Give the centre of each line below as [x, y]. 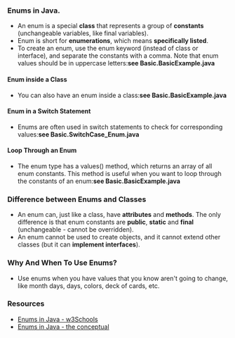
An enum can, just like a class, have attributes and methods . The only [119, 215]
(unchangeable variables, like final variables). [83, 33]
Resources [26, 303]
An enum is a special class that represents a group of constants [110, 26]
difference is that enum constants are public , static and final [106, 222]
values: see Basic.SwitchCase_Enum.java [78, 134]
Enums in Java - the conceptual [63, 327]
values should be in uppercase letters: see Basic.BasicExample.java [116, 63]
